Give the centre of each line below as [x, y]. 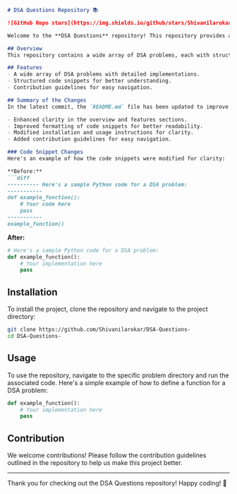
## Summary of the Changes [47, 100]
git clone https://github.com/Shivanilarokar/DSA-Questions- [99, 330]
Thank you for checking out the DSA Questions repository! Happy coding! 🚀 [117, 483]
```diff [19, 178]
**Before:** [25, 171]
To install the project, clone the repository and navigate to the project [108, 309]
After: [16, 237]
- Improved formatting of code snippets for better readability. [105, 126]
